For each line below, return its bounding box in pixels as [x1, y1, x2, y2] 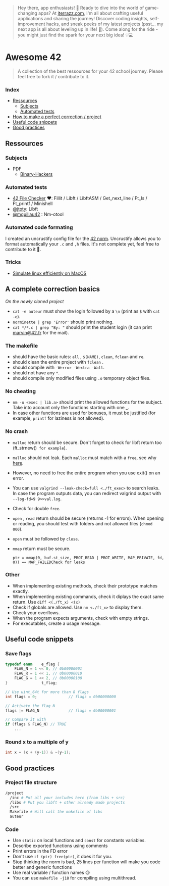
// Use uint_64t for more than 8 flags [5, 690, 89, 695]
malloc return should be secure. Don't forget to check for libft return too [12, 439, 162, 446]
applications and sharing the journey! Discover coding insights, [17, 16, 149, 21]
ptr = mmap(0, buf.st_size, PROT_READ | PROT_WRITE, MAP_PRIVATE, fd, [12, 555, 164, 560]
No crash [5, 428, 28, 435]
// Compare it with [5, 717, 46, 722]
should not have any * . [12, 369, 60, 376]
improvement [17, 21, 45, 27]
